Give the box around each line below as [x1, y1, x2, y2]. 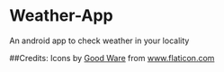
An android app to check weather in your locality [9, 35, 190, 46]
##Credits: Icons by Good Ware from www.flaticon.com [9, 52, 215, 63]
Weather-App [9, 5, 114, 26]
